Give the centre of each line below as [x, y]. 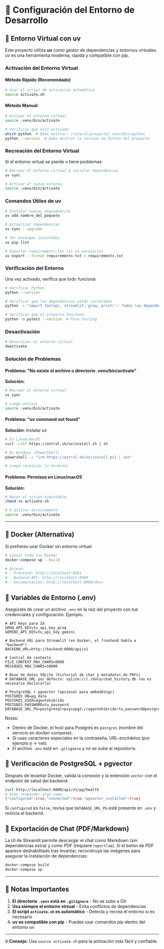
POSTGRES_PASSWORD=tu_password [37, 705]
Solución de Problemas [33, 359]
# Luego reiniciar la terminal [37, 466]
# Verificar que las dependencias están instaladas [59, 301]
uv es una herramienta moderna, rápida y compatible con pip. [67, 55]
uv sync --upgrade [24, 229]
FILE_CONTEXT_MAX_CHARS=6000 [35, 662]
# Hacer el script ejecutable [36, 497]
